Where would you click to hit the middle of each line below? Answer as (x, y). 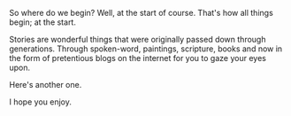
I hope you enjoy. (41, 102)
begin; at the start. (43, 22)
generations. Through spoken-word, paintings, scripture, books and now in (146, 49)
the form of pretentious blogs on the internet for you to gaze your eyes (138, 58)
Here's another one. (46, 85)
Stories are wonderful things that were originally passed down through (138, 39)
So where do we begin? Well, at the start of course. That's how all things (142, 13)
